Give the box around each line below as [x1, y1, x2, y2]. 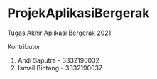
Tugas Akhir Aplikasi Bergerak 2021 [7, 28, 112, 37]
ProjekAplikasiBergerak [7, 5, 150, 21]
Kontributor [7, 42, 40, 51]
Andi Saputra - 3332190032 [17, 56, 100, 65]
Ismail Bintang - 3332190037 [17, 63, 103, 72]
